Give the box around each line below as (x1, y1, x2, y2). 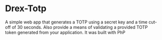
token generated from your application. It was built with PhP (5, 29, 125, 35)
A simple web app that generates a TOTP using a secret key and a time (5, 19, 148, 25)
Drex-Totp (5, 3, 47, 14)
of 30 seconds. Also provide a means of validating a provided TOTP (12, 24, 148, 30)
